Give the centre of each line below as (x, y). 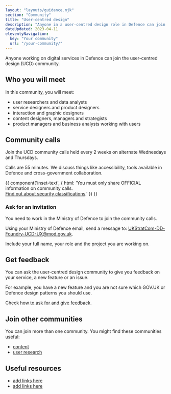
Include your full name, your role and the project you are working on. (77, 244)
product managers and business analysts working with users (77, 124)
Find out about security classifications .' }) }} (52, 194)
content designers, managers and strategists (60, 118)
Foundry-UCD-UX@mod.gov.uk (39, 233)
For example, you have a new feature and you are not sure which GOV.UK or (85, 287)
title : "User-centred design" (38, 19)
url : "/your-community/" (36, 44)
